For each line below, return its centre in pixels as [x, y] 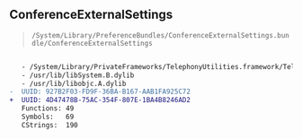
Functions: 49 [48, 109]
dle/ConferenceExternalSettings [92, 43]
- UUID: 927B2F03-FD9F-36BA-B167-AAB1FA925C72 [100, 92]
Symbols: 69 [48, 117]
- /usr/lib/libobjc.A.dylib [74, 83]
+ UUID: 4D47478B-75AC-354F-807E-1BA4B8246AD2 [100, 100]
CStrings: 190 [49, 125]
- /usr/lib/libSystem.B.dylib [78, 75]
